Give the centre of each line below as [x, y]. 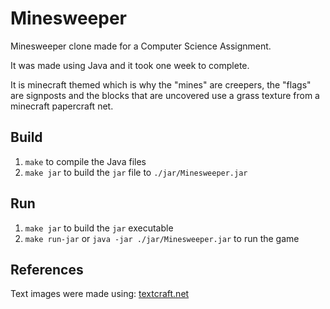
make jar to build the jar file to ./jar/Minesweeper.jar [136, 172]
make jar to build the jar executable [99, 228]
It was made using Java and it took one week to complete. [130, 65]
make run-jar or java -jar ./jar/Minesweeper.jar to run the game [162, 238]
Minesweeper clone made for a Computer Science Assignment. [141, 46]
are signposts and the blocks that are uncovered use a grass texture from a [165, 95]
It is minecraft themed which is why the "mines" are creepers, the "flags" [161, 84]
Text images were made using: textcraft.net [100, 294]
